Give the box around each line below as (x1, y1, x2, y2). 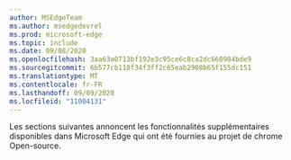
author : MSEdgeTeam (9, 13, 83, 22)
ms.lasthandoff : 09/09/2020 (9, 88, 115, 97)
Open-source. (9, 140, 61, 151)
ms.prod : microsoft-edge (9, 30, 103, 39)
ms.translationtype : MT (9, 72, 99, 81)
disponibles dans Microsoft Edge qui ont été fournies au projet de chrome (9, 131, 283, 142)
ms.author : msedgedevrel (9, 22, 103, 31)
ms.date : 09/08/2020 (9, 47, 87, 56)
